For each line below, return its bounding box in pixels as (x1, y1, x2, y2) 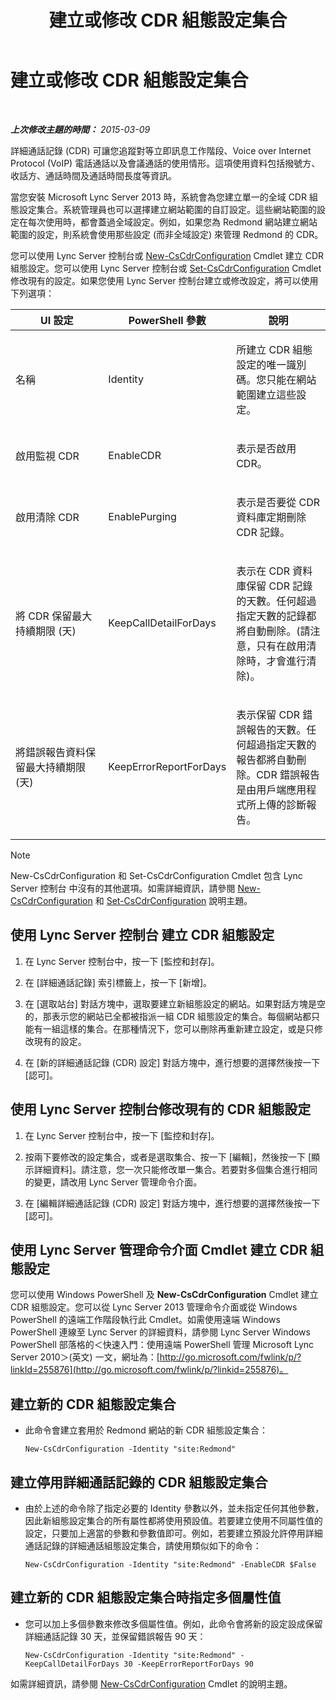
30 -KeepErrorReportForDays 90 (123, 1659, 254, 1669)
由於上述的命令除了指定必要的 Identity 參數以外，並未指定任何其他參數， (24, 1502, 325, 1514)
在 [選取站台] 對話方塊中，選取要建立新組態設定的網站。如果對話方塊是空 (24, 997, 326, 1010)
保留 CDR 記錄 (246, 579, 313, 593)
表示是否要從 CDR (236, 495, 320, 509)
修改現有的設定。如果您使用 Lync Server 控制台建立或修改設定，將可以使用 (10, 274, 319, 286)
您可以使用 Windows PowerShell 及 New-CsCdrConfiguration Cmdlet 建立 (10, 1289, 319, 1301)
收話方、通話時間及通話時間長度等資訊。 (10, 169, 177, 181)
